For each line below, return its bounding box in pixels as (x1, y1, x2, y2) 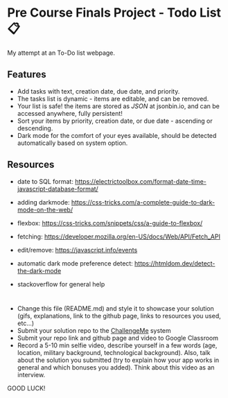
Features (7, 69, 46, 80)
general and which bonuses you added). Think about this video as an (17, 363, 215, 372)
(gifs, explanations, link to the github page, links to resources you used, (17, 311, 221, 320)
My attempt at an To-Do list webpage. (7, 49, 116, 57)
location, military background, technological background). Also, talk (17, 348, 211, 356)
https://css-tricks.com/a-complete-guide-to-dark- (71, 198, 216, 206)
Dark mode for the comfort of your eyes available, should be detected (17, 131, 217, 139)
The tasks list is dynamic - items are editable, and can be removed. (17, 94, 209, 103)
